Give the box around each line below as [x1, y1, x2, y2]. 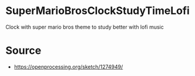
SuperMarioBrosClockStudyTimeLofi [5, 4, 190, 18]
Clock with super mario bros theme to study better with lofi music [5, 23, 164, 30]
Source [5, 44, 42, 57]
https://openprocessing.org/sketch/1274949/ [14, 63, 123, 70]
